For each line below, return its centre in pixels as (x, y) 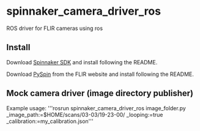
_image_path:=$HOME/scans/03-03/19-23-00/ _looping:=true (85, 114)
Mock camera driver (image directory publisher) (100, 93)
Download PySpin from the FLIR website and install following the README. (100, 74)
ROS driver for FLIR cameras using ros (54, 28)
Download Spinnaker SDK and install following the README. (82, 62)
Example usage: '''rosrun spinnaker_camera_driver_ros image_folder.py (96, 108)
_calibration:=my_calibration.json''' (50, 121)
